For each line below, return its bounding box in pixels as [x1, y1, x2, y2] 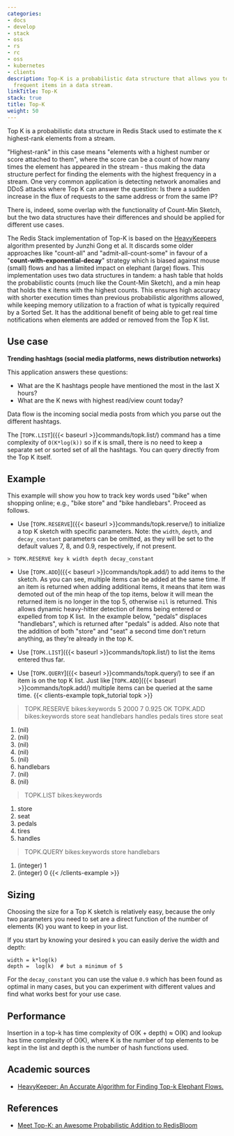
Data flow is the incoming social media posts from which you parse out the [7, 410, 221, 418]
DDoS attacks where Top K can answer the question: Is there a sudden [7, 184, 210, 193]
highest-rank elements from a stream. [7, 134, 116, 142]
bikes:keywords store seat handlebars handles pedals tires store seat [24, 712, 224, 721]
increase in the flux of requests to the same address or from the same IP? [7, 192, 218, 200]
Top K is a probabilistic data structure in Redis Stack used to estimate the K [7, 126, 222, 135]
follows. [7, 507, 30, 515]
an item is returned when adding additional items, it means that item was [17, 583, 226, 591]
